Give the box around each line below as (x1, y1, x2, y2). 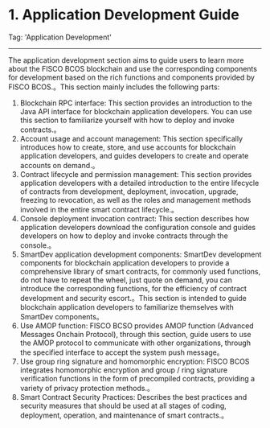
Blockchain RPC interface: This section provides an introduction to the (19, 98, 252, 108)
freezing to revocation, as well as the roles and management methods (19, 195, 252, 204)
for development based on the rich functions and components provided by (8, 72, 256, 82)
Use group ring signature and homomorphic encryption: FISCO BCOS (19, 356, 250, 366)
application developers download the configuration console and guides (19, 222, 256, 232)
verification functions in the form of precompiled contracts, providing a (19, 373, 256, 383)
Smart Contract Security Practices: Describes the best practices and (19, 392, 247, 401)
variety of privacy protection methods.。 (19, 383, 155, 393)
